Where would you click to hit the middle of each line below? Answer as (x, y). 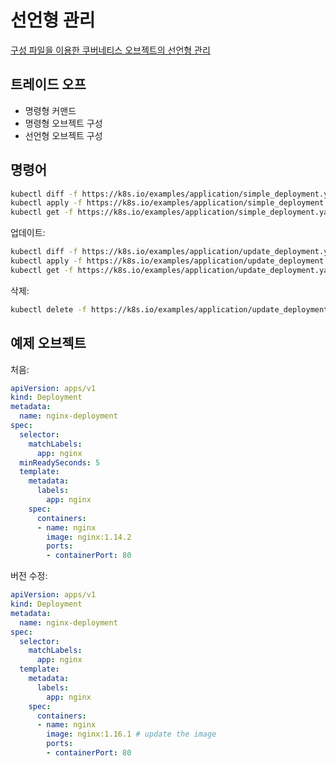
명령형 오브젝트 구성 (63, 123)
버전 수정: (29, 576)
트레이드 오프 (48, 84)
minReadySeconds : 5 (60, 462)
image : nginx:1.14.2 (89, 537)
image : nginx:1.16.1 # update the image (131, 734)
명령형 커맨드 (50, 110)
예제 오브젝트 (48, 343)
